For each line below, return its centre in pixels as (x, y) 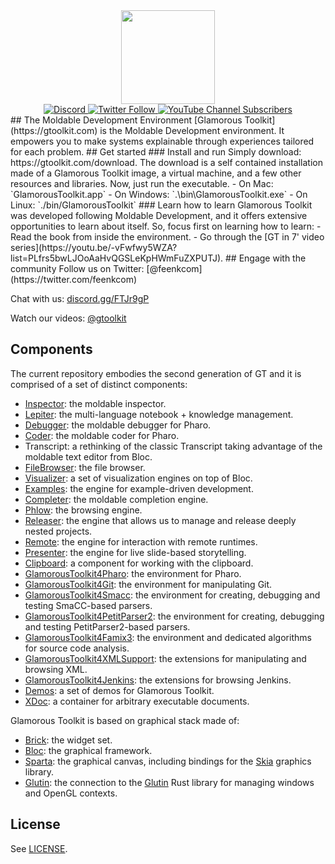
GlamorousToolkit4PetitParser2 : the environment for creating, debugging (174, 616)
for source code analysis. (77, 648)
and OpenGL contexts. (71, 793)
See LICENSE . (39, 848)
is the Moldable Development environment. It (192, 130)
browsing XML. (56, 669)
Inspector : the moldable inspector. (95, 403)
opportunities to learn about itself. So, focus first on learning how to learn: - (166, 226)
